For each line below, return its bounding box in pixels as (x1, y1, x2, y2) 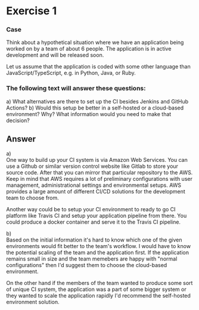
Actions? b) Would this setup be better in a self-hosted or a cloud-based (6, 104, 184, 111)
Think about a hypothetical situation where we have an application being (6, 39, 184, 46)
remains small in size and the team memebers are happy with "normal (6, 255, 178, 262)
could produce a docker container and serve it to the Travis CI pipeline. (6, 218, 181, 226)
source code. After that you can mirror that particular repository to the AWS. (6, 168, 193, 176)
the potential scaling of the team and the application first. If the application (6, 249, 189, 256)
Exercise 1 (6, 4, 57, 18)
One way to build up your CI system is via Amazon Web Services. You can (6, 156, 188, 163)
